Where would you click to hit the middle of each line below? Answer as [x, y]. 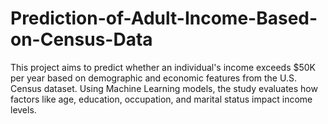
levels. [23, 109]
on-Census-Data [81, 39]
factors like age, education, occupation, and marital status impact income [161, 99]
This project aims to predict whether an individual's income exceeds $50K [163, 67]
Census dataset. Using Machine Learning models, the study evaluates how [164, 88]
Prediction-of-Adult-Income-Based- [164, 18]
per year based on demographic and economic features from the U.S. [153, 78]
